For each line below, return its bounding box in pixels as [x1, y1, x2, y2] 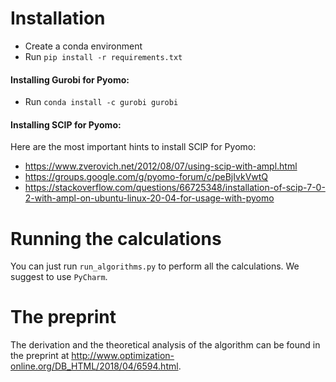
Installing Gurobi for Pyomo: [10, 73, 130, 86]
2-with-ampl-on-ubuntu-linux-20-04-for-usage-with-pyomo [24, 192, 275, 204]
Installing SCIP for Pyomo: [10, 118, 122, 131]
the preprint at [10, 350, 70, 362]
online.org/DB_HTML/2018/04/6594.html [10, 360, 179, 372]
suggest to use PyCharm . [10, 271, 108, 283]
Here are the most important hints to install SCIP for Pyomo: [10, 141, 257, 153]
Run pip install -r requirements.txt [24, 50, 183, 62]
